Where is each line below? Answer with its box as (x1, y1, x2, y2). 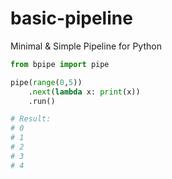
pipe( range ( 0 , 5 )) (10, 77, 83, 87)
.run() (28, 96, 56, 106)
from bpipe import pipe (10, 59, 110, 69)
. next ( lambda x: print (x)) (28, 87, 141, 97)
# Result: (10, 114, 52, 124)
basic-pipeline (10, 7, 133, 30)
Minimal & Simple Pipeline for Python (10, 40, 162, 52)
